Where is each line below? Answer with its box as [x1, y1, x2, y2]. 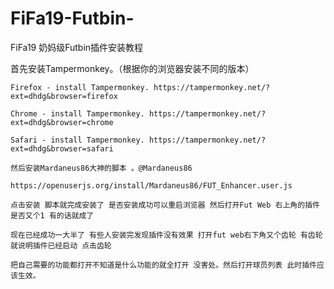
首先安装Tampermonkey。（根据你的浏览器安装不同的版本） [10, 62, 255, 74]
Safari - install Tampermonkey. [10, 135, 145, 145]
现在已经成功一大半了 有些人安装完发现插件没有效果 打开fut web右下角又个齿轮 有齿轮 [10, 230, 323, 240]
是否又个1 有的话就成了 [10, 210, 95, 221]
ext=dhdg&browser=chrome [10, 117, 114, 127]
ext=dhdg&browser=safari [10, 143, 114, 154]
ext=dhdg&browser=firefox [10, 91, 118, 101]
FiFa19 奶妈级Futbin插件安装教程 [10, 41, 144, 53]
